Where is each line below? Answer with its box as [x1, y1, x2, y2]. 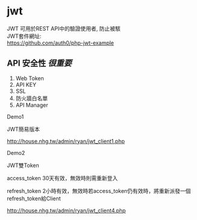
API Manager [15, 101, 48, 108]
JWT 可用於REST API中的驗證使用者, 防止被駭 [7, 25, 121, 32]
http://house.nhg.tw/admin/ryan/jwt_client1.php [7, 137, 125, 145]
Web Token [15, 74, 44, 82]
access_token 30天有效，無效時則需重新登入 [7, 174, 118, 181]
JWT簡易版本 [7, 125, 40, 133]
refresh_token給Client [7, 195, 61, 202]
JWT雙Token [7, 162, 39, 169]
